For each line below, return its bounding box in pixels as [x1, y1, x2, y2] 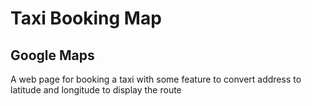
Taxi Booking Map [10, 7, 162, 30]
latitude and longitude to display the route [10, 84, 182, 96]
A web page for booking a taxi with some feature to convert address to [10, 73, 302, 85]
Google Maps [10, 47, 95, 64]
